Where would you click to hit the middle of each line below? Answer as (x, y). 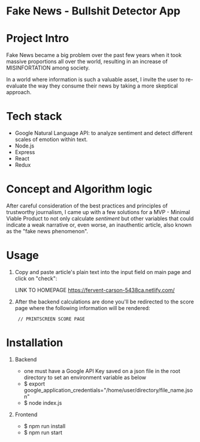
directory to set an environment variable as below (85, 377)
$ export (34, 384)
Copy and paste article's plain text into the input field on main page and (103, 272)
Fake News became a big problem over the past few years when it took (94, 55)
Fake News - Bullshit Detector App (93, 11)
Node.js (25, 146)
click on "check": (36, 278)
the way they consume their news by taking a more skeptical (103, 86)
